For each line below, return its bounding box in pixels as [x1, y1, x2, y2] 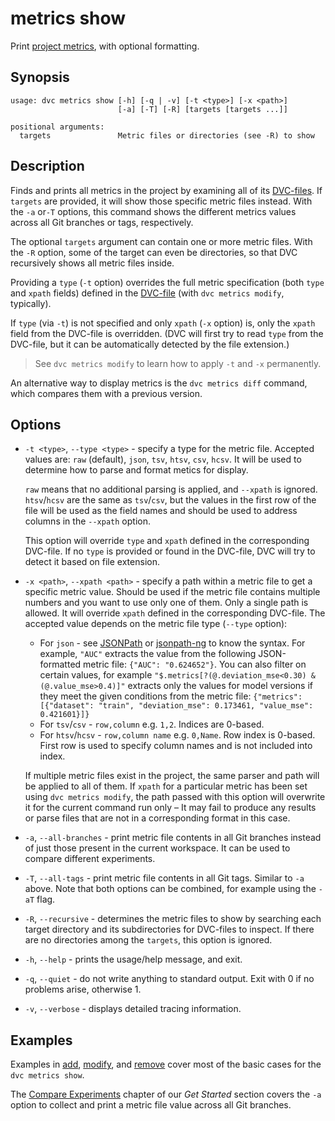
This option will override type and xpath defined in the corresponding [24, 535, 310, 547]
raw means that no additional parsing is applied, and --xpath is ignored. [24, 483, 318, 496]
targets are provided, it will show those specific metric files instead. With [10, 195, 313, 207]
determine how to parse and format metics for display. [24, 464, 249, 476]
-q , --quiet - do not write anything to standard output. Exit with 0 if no [24, 973, 315, 985]
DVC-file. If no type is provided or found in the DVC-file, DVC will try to [24, 545, 316, 557]
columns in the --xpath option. [24, 515, 151, 527]
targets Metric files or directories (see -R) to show [19, 130, 315, 141]
